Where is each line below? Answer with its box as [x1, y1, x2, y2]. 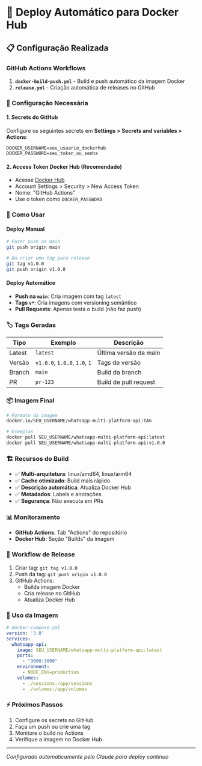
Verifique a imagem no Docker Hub [14, 735, 102, 743]
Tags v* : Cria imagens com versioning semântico [14, 299, 137, 306]
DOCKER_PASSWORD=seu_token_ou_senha [6, 150, 98, 156]
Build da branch [97, 368, 142, 377]
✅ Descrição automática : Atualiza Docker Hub [14, 484, 131, 491]
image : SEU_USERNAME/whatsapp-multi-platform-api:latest [17, 647, 163, 653]
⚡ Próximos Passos [6, 701, 63, 709]
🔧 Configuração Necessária [6, 99, 88, 107]
